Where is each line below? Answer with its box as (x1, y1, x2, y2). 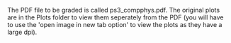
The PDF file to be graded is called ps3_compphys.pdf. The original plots (7, 6, 220, 14)
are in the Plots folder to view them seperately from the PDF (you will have (7, 13, 224, 21)
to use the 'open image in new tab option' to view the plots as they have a (7, 21, 222, 28)
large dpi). (7, 28, 38, 36)
